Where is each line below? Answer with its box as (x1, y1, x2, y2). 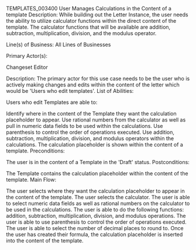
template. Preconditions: (6, 147, 66, 154)
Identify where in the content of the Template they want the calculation (6, 110, 177, 117)
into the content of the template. (6, 237, 84, 244)
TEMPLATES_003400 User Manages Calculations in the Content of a (6, 5, 171, 12)
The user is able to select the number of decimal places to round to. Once (6, 225, 184, 231)
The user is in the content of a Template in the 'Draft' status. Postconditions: (6, 159, 190, 165)
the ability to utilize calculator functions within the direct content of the (6, 18, 177, 24)
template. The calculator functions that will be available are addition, (6, 23, 171, 30)
